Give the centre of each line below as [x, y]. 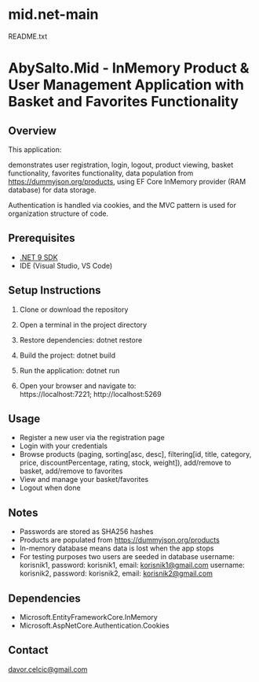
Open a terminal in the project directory [83, 324]
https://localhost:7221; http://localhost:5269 [91, 394]
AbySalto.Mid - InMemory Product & [129, 68]
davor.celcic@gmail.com [48, 669]
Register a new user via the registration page [92, 438]
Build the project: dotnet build [67, 355]
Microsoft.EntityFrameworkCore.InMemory [89, 617]
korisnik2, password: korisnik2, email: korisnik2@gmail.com [116, 573]
